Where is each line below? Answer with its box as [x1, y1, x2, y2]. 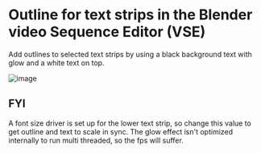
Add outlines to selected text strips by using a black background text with [8, 49, 252, 59]
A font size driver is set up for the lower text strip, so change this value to [8, 118, 252, 128]
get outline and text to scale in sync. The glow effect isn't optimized [8, 126, 234, 136]
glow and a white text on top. [8, 58, 105, 68]
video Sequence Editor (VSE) [8, 23, 206, 41]
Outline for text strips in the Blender [8, 6, 253, 24]
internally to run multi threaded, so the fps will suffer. [8, 135, 184, 145]
